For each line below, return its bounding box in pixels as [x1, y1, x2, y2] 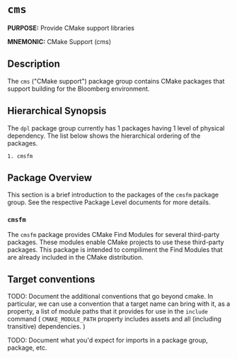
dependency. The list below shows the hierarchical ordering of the [7, 131, 201, 140]
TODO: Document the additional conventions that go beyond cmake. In [7, 292, 214, 301]
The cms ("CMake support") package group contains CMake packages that [7, 77, 225, 85]
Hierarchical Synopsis [7, 105, 107, 117]
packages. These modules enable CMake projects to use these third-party [7, 238, 224, 246]
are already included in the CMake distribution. [7, 253, 144, 261]
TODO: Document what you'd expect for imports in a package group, [7, 336, 209, 345]
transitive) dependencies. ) [7, 322, 86, 331]
